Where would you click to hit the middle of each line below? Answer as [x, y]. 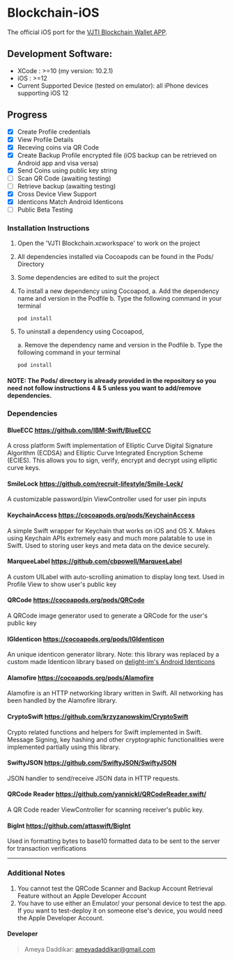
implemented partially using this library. [64, 747]
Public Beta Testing [45, 210]
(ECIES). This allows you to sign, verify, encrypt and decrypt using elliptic [112, 460]
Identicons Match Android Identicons [70, 202]
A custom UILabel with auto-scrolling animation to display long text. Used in [116, 576]
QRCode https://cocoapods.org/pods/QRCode [76, 600]
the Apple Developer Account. [61, 918]
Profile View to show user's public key [62, 584]
